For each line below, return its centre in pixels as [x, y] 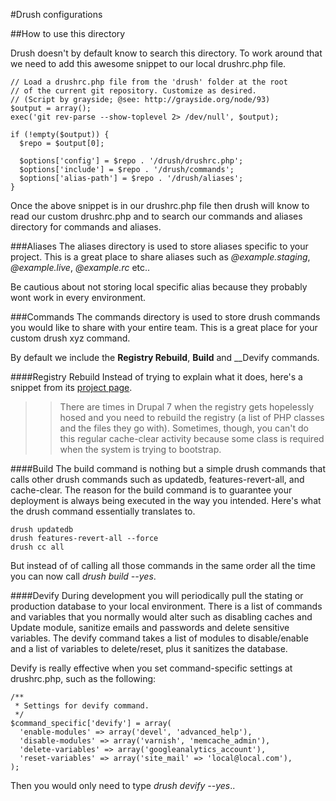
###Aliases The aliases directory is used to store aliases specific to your [159, 246]
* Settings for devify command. [82, 706]
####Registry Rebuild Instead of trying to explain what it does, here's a [156, 377]
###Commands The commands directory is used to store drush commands [165, 317]
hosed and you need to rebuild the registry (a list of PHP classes [192, 417]
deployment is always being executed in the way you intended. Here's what [166, 500]
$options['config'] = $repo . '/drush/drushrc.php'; [131, 161]
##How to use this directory [68, 33]
